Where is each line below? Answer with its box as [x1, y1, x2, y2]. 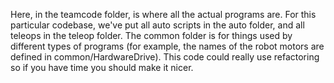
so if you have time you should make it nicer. [10, 62, 194, 73]
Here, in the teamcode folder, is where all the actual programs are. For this [10, 9, 317, 20]
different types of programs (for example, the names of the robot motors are [10, 40, 325, 52]
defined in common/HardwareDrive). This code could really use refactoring [10, 51, 320, 63]
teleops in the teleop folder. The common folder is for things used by [10, 30, 293, 41]
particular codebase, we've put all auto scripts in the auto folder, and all [10, 19, 305, 31]
